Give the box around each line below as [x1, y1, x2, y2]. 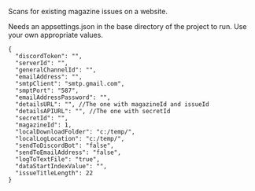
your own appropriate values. [8, 31, 104, 39]
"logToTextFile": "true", [15, 156, 101, 163]
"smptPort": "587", [15, 86, 79, 94]
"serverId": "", [15, 59, 68, 67]
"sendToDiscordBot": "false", [15, 141, 114, 149]
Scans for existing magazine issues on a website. [8, 7, 168, 16]
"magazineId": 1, [15, 121, 72, 129]
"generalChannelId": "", [15, 66, 97, 74]
